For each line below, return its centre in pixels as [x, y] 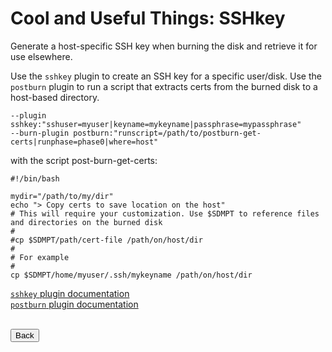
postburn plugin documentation [74, 304]
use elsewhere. [41, 56]
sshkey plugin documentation [70, 293]
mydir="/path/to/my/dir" [62, 196]
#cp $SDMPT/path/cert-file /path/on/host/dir [106, 240]
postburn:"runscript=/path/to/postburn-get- [167, 133]
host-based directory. [55, 97]
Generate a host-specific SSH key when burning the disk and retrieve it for [164, 46]
